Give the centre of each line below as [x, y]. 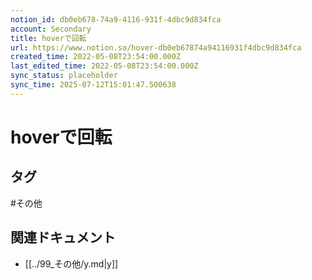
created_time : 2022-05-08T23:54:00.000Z [96, 57]
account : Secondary [51, 29]
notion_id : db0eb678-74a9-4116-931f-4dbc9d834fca [116, 19]
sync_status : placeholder [64, 76]
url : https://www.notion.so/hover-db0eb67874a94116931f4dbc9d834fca [156, 47]
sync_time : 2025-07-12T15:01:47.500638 [93, 85]
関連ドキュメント [63, 237]
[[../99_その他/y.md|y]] [71, 263]
